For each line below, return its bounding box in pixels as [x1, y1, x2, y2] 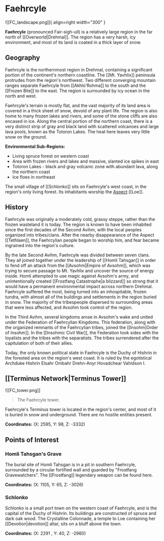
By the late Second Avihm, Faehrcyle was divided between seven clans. [5, 252, 150, 258]
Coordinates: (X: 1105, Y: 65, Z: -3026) [5, 482, 83, 488]
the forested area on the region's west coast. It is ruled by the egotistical [5, 355, 152, 361]
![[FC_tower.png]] [5, 388, 41, 394]
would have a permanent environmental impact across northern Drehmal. [5, 283, 153, 289]
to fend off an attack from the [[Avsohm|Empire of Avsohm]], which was [5, 262, 151, 268]
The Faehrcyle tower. [17, 397, 60, 403]
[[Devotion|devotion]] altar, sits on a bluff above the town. [5, 521, 122, 527]
